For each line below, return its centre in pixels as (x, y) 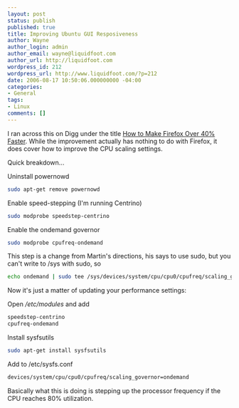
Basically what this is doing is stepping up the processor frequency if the (114, 391)
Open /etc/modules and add (49, 304)
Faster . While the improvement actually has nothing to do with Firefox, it (112, 141)
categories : (25, 87)
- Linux (19, 107)
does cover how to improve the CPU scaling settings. (85, 148)
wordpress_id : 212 (34, 67)
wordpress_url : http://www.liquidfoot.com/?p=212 (83, 73)
